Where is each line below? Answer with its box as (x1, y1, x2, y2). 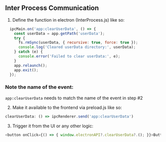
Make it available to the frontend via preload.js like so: (12, 104, 122, 110)
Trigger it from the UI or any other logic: (12, 123, 93, 129)
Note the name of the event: (5, 84, 74, 90)
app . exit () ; (14, 67, 39, 73)
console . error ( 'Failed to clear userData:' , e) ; (18, 54, 121, 59)
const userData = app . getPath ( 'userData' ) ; (14, 31, 105, 36)
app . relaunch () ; (14, 63, 48, 68)
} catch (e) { (14, 49, 43, 55)
